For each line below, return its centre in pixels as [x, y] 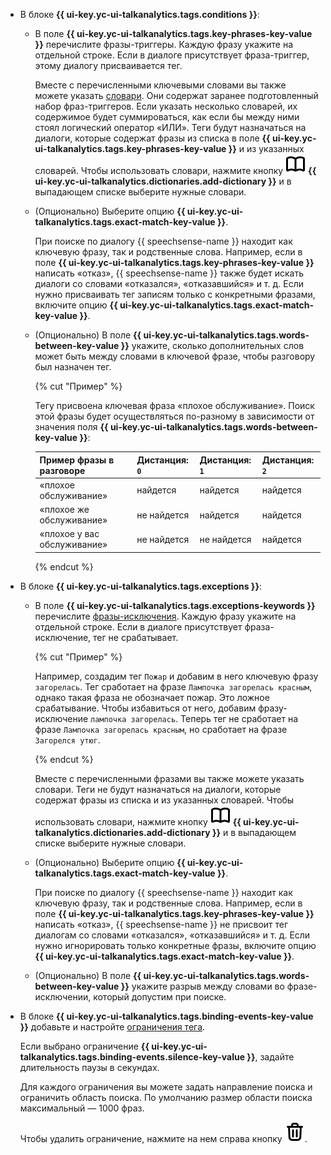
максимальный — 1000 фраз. [82, 1108]
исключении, [63, 996]
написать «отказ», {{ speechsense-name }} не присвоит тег [161, 924]
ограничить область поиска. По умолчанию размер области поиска [166, 1097]
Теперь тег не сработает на [239, 718]
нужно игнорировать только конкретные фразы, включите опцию [175, 945]
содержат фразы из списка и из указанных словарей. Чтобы [164, 800]
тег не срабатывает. [136, 637]
